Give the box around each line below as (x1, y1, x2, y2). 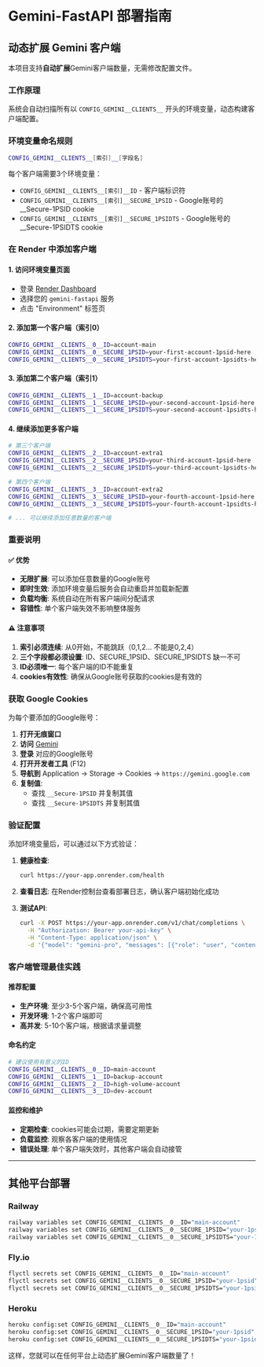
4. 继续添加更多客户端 (8, 424, 79, 433)
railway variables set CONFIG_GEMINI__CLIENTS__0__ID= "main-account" (8, 1218, 241, 1227)
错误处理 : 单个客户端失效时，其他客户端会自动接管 (19, 1144, 182, 1153)
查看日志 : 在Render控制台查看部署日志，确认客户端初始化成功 (19, 886, 220, 897)
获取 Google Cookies (8, 693, 89, 704)
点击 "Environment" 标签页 (19, 304, 106, 313)
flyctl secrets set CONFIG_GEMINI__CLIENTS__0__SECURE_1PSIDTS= (8, 1284, 223, 1292)
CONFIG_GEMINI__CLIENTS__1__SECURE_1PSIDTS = (8, 406, 156, 414)
